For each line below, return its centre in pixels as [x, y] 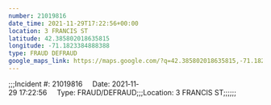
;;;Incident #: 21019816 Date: [59, 84]
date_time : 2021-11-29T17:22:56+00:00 [73, 23]
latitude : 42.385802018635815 [59, 38]
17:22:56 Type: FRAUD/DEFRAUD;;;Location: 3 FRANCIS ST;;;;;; [127, 92]
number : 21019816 [38, 16]
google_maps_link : [39, 61]
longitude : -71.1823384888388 [59, 46]
